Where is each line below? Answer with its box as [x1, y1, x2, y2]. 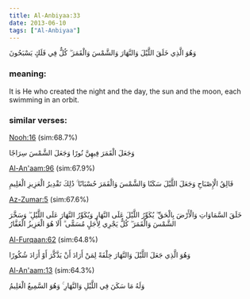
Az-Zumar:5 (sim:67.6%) [9, 194, 90, 204]
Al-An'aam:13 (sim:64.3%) [9, 265, 95, 274]
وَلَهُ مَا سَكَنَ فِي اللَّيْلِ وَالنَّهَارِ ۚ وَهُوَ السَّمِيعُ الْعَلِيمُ [9, 281, 145, 290]
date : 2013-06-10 [9, 19, 67, 27]
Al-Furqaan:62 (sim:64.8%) [9, 235, 98, 244]
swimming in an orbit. [9, 94, 80, 104]
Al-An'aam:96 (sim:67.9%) [9, 163, 95, 173]
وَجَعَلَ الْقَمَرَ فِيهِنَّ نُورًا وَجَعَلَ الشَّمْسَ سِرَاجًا [9, 148, 135, 157]
